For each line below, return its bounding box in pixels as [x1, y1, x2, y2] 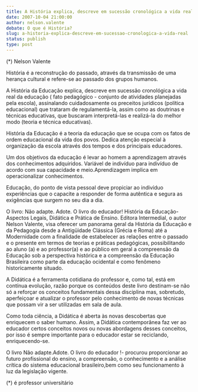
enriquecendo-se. [6, 337, 50, 344]
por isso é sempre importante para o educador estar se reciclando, [6, 331, 169, 338]
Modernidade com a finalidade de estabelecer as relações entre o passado [6, 233, 189, 240]
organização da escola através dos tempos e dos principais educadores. [6, 142, 183, 149]
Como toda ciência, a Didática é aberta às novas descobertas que [6, 312, 166, 319]
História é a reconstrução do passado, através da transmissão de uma [6, 69, 177, 76]
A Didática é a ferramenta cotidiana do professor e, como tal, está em [6, 276, 175, 283]
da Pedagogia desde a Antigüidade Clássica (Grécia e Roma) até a [6, 227, 167, 234]
